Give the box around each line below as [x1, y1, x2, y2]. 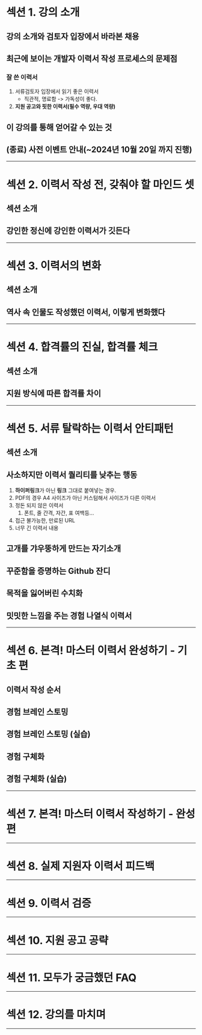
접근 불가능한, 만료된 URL [14, 517, 75, 524]
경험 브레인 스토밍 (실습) [6, 729, 91, 739]
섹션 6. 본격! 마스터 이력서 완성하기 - [6, 644, 176, 658]
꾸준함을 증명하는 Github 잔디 [6, 566, 111, 576]
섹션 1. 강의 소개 [6, 5, 80, 19]
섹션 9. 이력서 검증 [6, 896, 92, 910]
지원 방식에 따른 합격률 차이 [6, 388, 101, 398]
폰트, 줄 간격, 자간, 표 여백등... [23, 509, 94, 517]
